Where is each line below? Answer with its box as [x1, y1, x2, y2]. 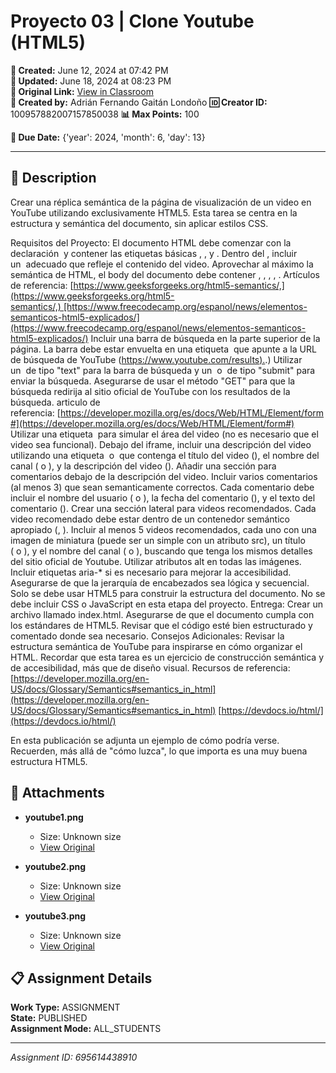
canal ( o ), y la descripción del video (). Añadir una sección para [10, 460, 277, 472]
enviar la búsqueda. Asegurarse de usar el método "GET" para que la [10, 375, 296, 387]
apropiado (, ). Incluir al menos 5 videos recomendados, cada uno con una [10, 523, 317, 535]
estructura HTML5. [10, 755, 88, 767]
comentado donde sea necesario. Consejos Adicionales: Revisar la [10, 630, 285, 642]
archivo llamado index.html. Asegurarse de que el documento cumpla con [10, 608, 315, 620]
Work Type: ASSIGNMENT [10, 1001, 121, 1014]
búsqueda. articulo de [10, 396, 101, 408]
